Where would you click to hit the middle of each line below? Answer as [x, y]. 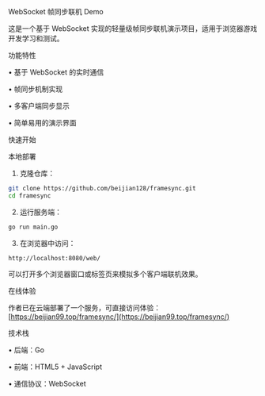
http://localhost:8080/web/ [55, 258]
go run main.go [33, 227]
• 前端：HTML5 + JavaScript [55, 367]
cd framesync [30, 196]
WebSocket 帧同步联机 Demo [56, 12]
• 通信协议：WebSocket [47, 383]
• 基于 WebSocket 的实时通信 [56, 72]
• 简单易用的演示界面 [42, 123]
